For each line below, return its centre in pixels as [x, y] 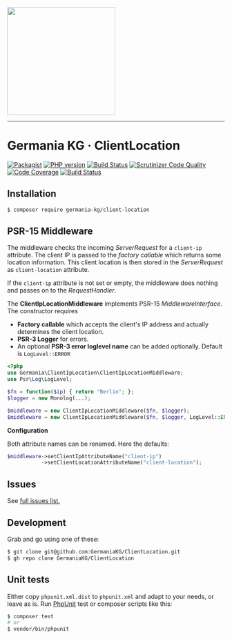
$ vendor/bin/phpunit [38, 629]
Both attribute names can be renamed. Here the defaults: [88, 444]
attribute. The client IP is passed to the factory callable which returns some [114, 255]
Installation [32, 194]
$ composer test [30, 616]
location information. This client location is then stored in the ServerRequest [115, 262]
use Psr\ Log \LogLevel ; [40, 380]
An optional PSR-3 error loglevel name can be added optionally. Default [120, 346]
